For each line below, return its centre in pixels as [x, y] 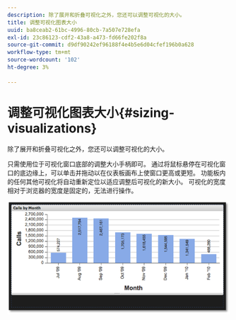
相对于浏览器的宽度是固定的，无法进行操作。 [72, 190]
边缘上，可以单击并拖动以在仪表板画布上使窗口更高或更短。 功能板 [123, 173]
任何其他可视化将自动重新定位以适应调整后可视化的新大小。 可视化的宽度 [119, 181]
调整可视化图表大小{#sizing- [91, 113]
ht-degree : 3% [28, 67]
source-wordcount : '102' [44, 60]
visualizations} [52, 128]
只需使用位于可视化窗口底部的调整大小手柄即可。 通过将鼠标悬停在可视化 [113, 164]
